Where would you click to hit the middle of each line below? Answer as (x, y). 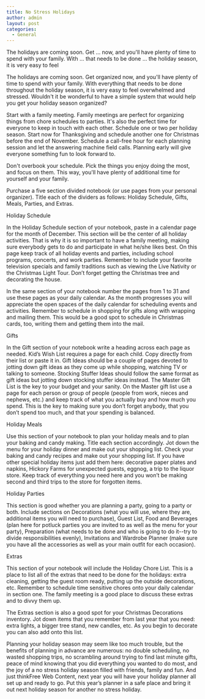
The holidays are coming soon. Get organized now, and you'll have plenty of (102, 77)
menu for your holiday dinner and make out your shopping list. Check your (100, 449)
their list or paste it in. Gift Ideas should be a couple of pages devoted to (97, 361)
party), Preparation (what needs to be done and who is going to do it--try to (102, 532)
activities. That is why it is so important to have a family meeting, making (98, 241)
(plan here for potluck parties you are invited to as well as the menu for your (102, 525)
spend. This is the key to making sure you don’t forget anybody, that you (98, 406)
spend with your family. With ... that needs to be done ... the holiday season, (102, 59)
